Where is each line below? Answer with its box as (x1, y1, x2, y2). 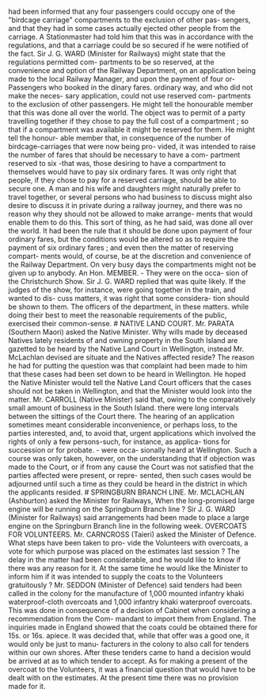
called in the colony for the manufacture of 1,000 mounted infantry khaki (8, 589, 245, 598)
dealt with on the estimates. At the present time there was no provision (8, 673, 239, 682)
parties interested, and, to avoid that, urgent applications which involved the (8, 429, 256, 437)
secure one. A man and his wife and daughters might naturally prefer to (8, 184, 241, 193)
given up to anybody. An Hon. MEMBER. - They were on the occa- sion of (8, 268, 249, 277)
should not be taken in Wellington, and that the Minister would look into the (8, 387, 253, 395)
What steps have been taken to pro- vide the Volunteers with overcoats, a (8, 538, 249, 547)
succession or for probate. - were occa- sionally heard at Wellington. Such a (8, 445, 257, 455)
